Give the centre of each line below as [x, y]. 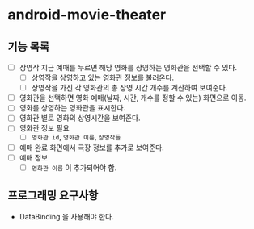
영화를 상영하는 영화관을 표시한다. [72, 108]
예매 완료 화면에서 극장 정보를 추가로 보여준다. [92, 148]
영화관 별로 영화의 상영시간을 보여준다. [80, 118]
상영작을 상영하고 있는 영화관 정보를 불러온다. [103, 77]
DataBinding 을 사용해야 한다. [66, 216]
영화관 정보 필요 [44, 128]
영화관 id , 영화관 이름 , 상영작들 [76, 137]
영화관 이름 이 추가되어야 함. [74, 168]
